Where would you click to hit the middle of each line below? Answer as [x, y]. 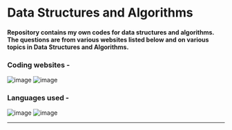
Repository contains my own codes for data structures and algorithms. [111, 32]
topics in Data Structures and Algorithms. [68, 47]
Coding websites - [39, 65]
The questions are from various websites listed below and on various [108, 39]
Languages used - [38, 98]
